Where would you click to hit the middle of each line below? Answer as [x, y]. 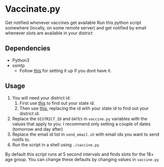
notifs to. [21, 139]
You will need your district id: [41, 98]
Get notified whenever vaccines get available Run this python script [73, 23]
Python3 [21, 60]
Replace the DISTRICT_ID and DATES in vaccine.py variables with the [80, 119]
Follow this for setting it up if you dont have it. [65, 71]
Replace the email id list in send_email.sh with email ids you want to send [86, 134]
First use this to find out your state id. [57, 103]
